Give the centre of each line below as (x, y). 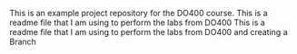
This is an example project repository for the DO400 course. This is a (139, 13)
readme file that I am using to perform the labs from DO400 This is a (137, 22)
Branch (23, 41)
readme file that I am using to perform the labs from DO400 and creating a (148, 32)
